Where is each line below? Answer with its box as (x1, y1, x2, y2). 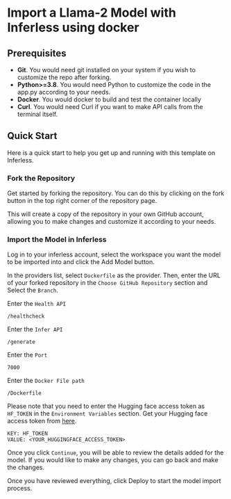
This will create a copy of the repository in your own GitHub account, (7, 210, 205, 218)
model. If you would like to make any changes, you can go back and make (7, 456, 219, 464)
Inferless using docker (7, 19, 140, 35)
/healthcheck (7, 313, 45, 320)
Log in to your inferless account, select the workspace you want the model (7, 250, 221, 259)
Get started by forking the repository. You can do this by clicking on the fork (7, 189, 225, 197)
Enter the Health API (7, 300, 67, 308)
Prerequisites (7, 47, 67, 59)
